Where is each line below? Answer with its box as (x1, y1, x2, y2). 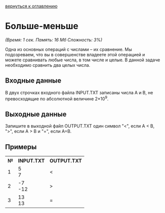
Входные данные (5, 77, 62, 85)
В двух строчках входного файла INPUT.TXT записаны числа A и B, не (5, 89, 153, 95)
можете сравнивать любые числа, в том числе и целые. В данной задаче (5, 57, 161, 63)
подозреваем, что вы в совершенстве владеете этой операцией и (5, 51, 145, 57)
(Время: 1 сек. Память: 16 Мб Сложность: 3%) (5, 37, 103, 43)
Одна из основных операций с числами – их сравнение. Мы (5, 46, 132, 52)
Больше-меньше (5, 21, 79, 32)
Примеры (5, 142, 37, 151)
